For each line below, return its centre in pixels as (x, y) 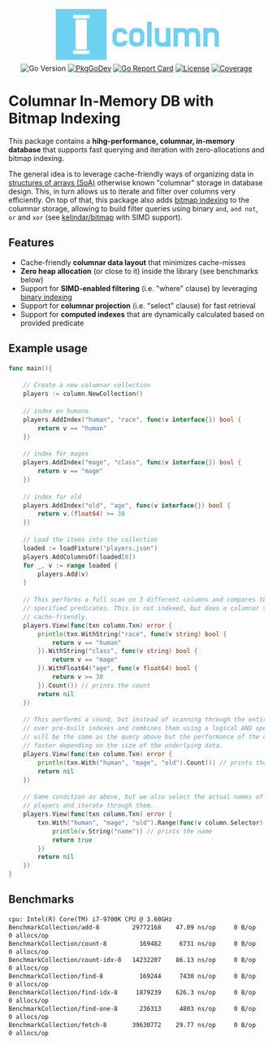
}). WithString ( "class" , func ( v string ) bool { (118, 651)
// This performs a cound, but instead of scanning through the (134, 720)
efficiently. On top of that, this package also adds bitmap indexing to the (129, 200)
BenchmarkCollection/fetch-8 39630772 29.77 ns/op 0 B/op (132, 1025)
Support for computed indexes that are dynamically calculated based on (142, 314)
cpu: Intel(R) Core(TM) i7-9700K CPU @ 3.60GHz (91, 919)
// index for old (52, 497)
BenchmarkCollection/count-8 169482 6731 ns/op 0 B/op (132, 943)
